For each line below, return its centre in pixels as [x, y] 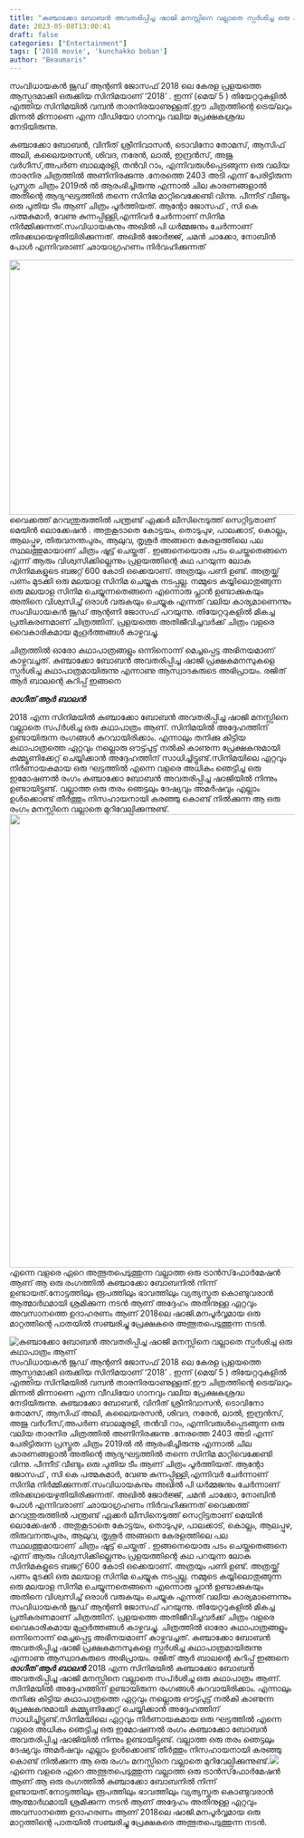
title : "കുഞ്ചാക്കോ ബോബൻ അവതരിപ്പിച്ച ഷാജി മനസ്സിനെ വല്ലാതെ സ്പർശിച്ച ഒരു [149, 18]
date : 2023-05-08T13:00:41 [60, 26]
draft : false [34, 34]
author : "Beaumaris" [48, 60]
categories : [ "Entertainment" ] [68, 43]
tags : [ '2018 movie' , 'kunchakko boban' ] [89, 52]
